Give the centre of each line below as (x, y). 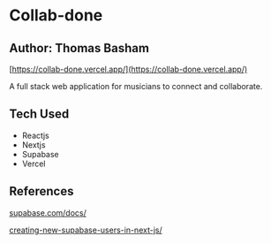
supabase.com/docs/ (48, 212)
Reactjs (36, 135)
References (41, 191)
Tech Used (39, 114)
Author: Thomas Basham (79, 48)
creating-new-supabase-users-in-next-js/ (86, 230)
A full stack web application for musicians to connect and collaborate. (136, 86)
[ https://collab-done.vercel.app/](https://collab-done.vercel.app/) (128, 69)
